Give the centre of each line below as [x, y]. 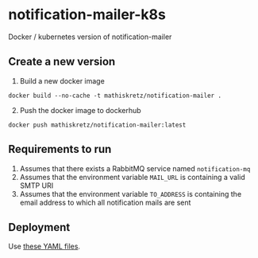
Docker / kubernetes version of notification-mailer [90, 37]
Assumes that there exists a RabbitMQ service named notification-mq [135, 168]
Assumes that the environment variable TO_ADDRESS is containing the [131, 193]
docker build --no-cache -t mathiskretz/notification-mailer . [115, 96]
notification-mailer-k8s [87, 15]
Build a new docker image [62, 80]
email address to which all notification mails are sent [105, 202]
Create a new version [62, 62]
